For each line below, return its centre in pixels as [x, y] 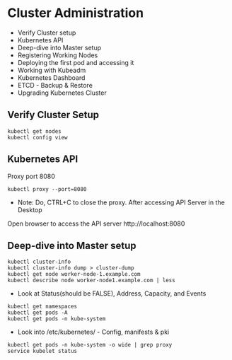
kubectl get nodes [34, 131]
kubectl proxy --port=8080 [47, 189]
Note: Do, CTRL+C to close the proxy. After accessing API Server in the [121, 202]
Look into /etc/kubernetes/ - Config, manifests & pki [93, 332]
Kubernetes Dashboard [51, 77]
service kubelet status [42, 352]
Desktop [30, 209]
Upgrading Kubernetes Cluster [62, 93]
